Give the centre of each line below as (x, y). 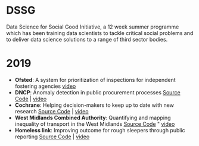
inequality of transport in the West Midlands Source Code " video (95, 124)
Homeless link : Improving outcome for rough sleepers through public (100, 130)
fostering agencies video (45, 86)
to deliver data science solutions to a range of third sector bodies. (87, 39)
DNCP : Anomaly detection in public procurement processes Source (97, 92)
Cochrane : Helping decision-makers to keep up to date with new (94, 105)
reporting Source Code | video (52, 137)
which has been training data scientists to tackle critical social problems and (100, 33)
